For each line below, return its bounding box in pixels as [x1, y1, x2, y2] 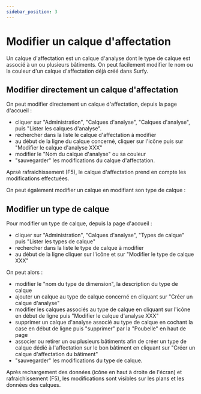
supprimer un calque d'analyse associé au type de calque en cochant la [14, 319, 193, 326]
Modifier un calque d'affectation [6, 34, 171, 48]
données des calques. [6, 381, 61, 389]
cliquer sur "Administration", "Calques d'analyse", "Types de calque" [14, 232, 185, 239]
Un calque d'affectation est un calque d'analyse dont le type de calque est [6, 55, 191, 62]
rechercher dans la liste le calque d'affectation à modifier [14, 132, 157, 139]
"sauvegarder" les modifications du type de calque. [14, 357, 143, 364]
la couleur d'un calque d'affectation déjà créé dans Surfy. [6, 67, 149, 74]
